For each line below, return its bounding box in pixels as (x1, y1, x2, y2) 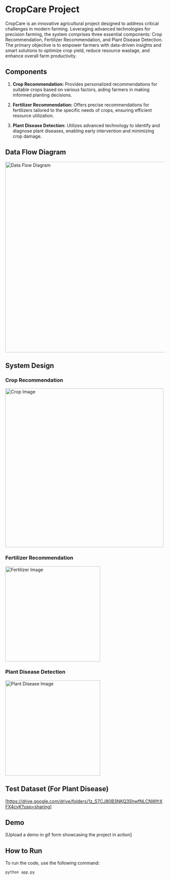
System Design (5, 361, 54, 370)
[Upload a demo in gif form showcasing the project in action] (5, 832, 132, 838)
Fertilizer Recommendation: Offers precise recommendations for (12, 102, 150, 108)
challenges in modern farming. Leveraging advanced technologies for (5, 25, 151, 32)
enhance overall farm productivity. (5, 52, 77, 59)
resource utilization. (12, 112, 54, 118)
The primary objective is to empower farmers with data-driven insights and (5, 42, 162, 48)
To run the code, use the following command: (5, 860, 100, 866)
